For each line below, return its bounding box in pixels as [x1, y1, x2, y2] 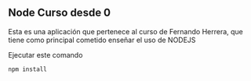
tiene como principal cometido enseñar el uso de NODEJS [8, 35, 196, 44]
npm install [8, 65, 47, 73]
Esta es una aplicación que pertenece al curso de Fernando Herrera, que [8, 26, 243, 36]
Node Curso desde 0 [8, 6, 111, 19]
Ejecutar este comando [8, 50, 83, 59]
